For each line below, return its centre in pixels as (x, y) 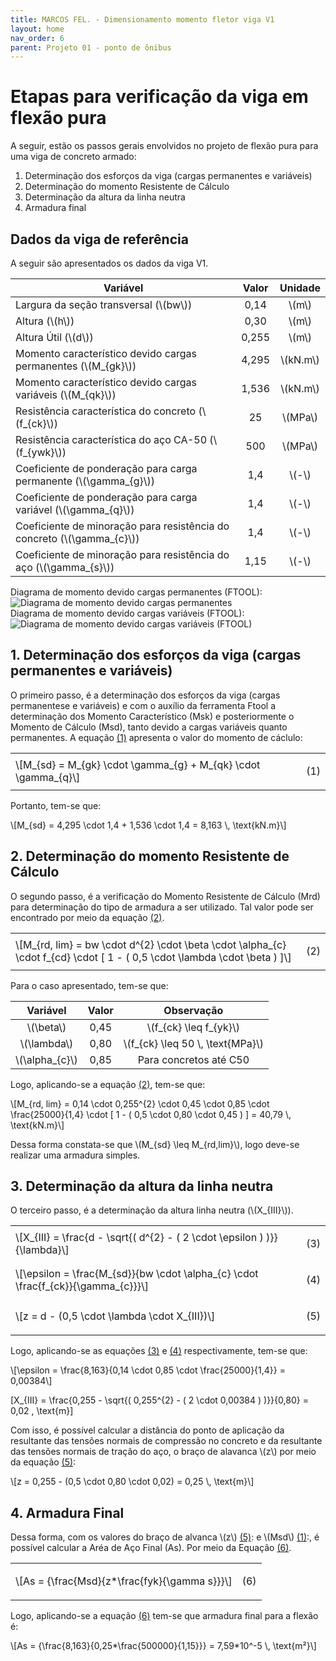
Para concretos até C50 (193, 1059)
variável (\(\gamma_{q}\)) (75, 509)
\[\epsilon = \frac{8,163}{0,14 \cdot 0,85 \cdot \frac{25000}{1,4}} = (148, 1370)
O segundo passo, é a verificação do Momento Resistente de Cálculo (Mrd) (165, 896)
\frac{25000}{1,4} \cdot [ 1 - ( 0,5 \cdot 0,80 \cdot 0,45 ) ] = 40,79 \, (151, 1114)
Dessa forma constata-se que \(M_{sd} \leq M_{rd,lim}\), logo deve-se (155, 1144)
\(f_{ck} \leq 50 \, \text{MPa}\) (193, 1043)
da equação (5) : (43, 1462)
